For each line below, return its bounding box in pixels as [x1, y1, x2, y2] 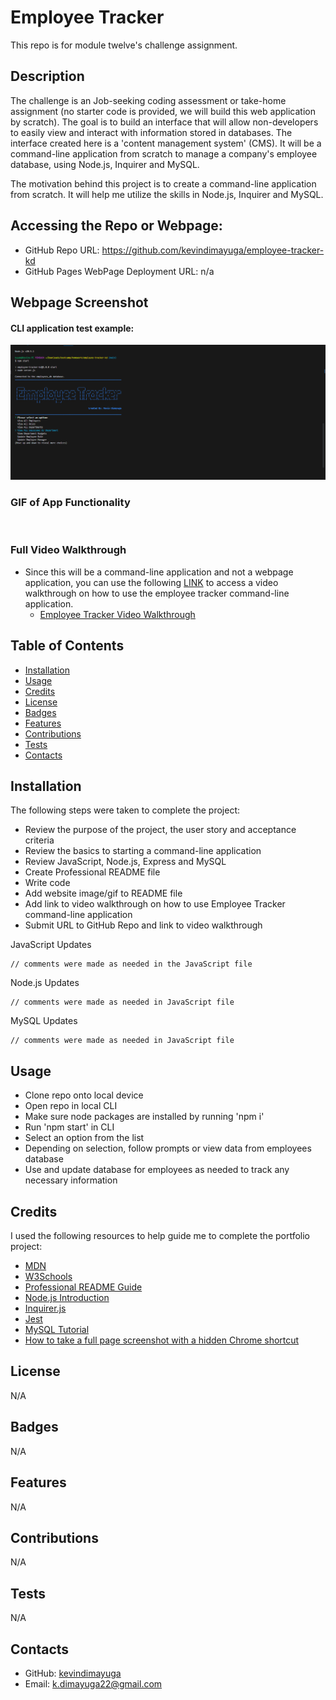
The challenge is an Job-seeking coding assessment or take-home [10, 94, 287, 106]
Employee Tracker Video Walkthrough [39, 608, 196, 620]
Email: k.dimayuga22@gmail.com [24, 1677, 163, 1690]
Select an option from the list [24, 1132, 145, 1144]
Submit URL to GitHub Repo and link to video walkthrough [24, 919, 263, 931]
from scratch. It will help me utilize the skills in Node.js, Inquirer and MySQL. [10, 188, 324, 200]
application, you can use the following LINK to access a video [24, 576, 279, 588]
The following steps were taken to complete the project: [10, 804, 241, 816]
